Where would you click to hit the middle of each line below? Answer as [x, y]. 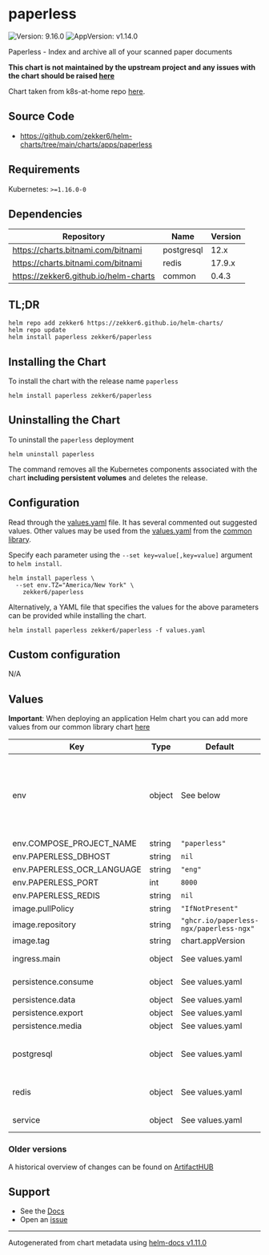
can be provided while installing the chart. [77, 615]
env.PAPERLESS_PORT [56, 883]
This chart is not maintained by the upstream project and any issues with [132, 67]
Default [220, 747]
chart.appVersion [213, 941]
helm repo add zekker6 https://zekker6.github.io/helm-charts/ [116, 323]
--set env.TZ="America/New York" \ [75, 585]
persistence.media [47, 1026]
